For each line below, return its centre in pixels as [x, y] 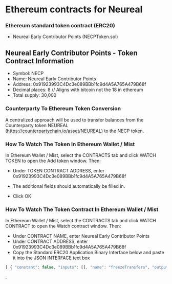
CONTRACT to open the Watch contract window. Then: [63, 226]
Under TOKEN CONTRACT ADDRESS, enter [59, 170]
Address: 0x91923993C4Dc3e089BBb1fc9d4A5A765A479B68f [79, 84]
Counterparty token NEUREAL [37, 125]
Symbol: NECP [28, 74]
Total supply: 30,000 [35, 95]
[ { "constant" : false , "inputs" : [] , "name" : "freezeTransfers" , [78, 268]
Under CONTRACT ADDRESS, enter [50, 242]
